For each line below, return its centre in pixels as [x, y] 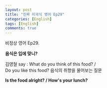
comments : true [21, 28]
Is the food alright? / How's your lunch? [47, 81]
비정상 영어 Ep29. [22, 43]
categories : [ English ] [28, 19]
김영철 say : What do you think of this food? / [51, 64]
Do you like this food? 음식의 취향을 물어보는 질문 [54, 71]
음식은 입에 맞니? [22, 54]
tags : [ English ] [22, 24]
